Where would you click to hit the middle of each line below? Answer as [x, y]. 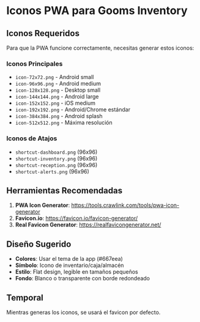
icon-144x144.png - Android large [57, 97]
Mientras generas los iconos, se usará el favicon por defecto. [83, 312]
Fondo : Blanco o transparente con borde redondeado [83, 279]
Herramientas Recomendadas [65, 190]
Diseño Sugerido [39, 244]
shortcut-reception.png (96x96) [56, 165]
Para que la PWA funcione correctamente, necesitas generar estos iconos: [100, 48]
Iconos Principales [35, 64]
